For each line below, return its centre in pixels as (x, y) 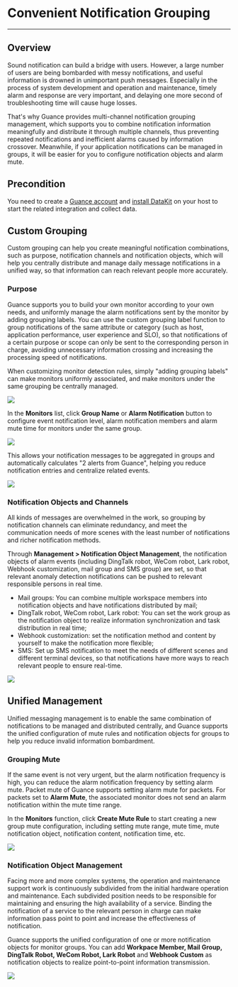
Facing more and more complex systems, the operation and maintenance (114, 881)
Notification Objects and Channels (68, 502)
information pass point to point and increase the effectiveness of (102, 919)
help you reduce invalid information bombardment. (81, 741)
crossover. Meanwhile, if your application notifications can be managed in (115, 146)
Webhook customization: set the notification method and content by (117, 635)
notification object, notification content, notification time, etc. (96, 834)
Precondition (36, 184)
